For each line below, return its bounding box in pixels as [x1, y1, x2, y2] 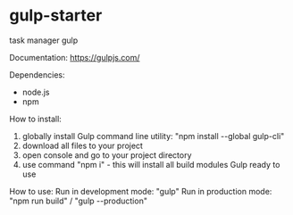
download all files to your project [21, 140, 143, 151]
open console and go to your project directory [21, 149, 192, 161]
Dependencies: [9, 69, 65, 80]
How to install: [9, 113, 63, 124]
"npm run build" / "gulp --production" [9, 195, 147, 206]
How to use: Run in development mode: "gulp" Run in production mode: [9, 186, 272, 196]
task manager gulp [9, 35, 79, 45]
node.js [21, 87, 51, 97]
